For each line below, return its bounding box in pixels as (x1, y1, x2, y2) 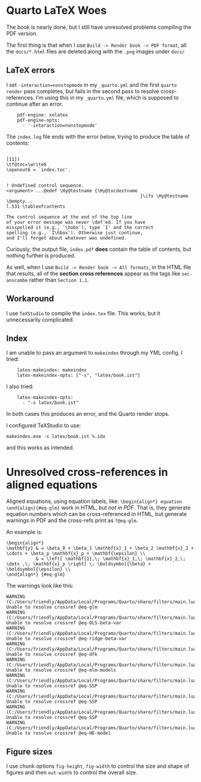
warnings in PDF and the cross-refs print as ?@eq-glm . (6, 517, 138, 524)
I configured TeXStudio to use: (6, 422, 81, 429)
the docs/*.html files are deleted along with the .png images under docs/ (6, 47, 185, 55)
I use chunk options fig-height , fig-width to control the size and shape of (6, 763, 190, 770)
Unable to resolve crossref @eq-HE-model (6, 730, 111, 736)
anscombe (6, 277, 28, 283)
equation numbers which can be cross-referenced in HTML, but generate (6, 511, 187, 518)
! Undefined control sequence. (6, 182, 84, 188)
